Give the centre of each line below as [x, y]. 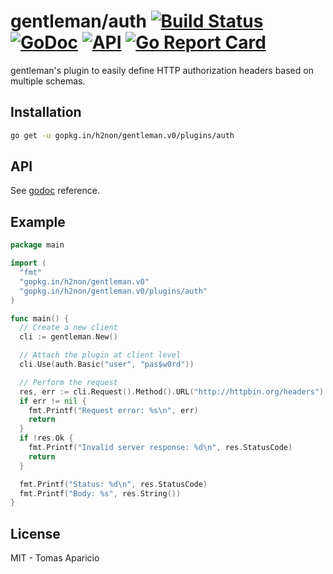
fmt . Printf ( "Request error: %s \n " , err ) [113, 410]
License [35, 533]
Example [38, 221]
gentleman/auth [78, 21]
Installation [46, 112]
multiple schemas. [48, 81]
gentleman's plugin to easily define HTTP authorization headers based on [162, 70]
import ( [28, 263]
